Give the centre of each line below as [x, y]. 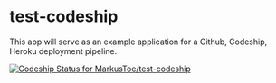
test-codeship [64, 17]
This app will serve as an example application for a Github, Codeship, [138, 41]
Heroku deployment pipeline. [63, 51]
